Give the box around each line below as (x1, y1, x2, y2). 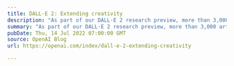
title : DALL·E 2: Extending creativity (7, 10, 123, 17)
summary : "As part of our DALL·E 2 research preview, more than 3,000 (7, 23, 217, 30)
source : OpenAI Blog (7, 36, 68, 43)
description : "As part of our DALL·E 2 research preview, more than (7, 17, 210, 24)
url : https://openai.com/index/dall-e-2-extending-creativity (7, 42, 192, 49)
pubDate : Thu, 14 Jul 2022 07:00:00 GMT (7, 29, 127, 37)
